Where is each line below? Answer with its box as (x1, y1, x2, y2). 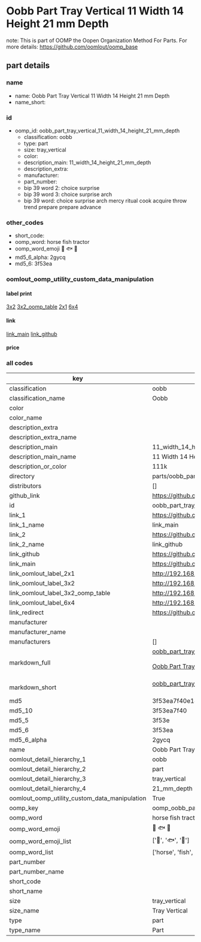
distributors (9, 482, 42, 490)
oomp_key (9, 804, 39, 813)
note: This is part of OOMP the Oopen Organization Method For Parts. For (6, 37, 187, 44)
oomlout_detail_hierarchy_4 (9, 784, 86, 793)
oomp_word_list (9, 848, 54, 856)
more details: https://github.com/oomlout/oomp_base (6, 43, 138, 50)
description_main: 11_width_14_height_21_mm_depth (23, 159, 151, 166)
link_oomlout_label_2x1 (9, 569, 75, 578)
